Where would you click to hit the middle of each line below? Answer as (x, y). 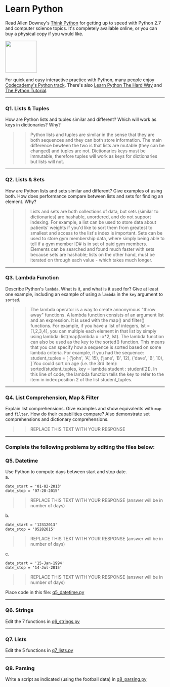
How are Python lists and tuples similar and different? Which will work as (81, 119)
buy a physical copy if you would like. (44, 34)
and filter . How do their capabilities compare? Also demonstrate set (78, 414)
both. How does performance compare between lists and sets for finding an (84, 196)
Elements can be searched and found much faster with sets (92, 249)
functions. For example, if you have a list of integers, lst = (90, 325)
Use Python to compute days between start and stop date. (66, 472)
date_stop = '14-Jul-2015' (34, 568)
